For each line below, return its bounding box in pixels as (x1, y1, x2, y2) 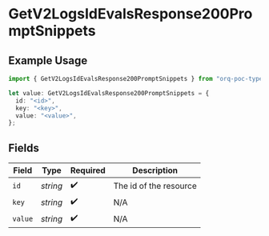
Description (131, 165, 179, 176)
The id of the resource (113, 180, 198, 191)
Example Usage (8, 54, 88, 67)
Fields (8, 141, 40, 154)
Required (70, 165, 106, 176)
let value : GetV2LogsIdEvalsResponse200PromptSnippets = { (8, 89, 210, 97)
